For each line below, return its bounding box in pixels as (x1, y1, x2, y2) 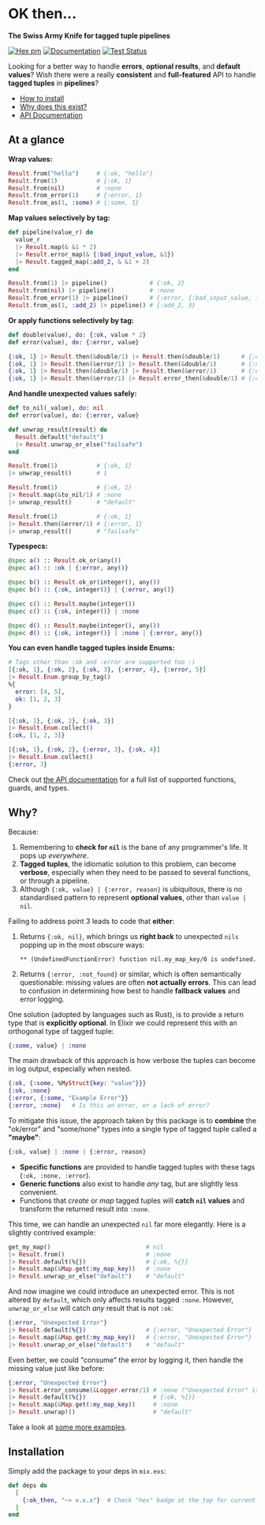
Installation (8, 1445, 65, 1459)
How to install (19, 93, 65, 103)
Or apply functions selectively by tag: (8, 315, 134, 325)
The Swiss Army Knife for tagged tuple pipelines (8, 31, 171, 40)
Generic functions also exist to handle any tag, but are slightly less (19, 1178, 239, 1189)
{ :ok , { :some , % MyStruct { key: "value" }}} (8, 1080, 147, 1087)
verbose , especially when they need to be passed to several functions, (19, 867, 251, 877)
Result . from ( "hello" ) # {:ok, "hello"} (8, 169, 154, 178)
